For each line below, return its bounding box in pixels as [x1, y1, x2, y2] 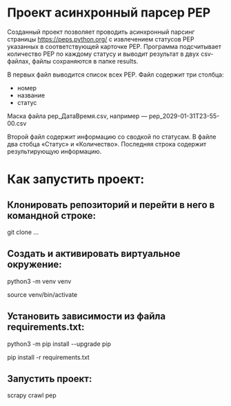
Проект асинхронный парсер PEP [7, 5, 211, 21]
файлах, [7, 57, 31, 65]
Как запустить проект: [7, 171, 145, 187]
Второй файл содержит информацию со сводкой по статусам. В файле [7, 133, 217, 141]
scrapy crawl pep [7, 391, 57, 400]
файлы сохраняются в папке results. [32, 57, 139, 65]
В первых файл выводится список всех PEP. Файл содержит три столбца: [7, 70, 224, 79]
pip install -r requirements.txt [7, 353, 90, 361]
